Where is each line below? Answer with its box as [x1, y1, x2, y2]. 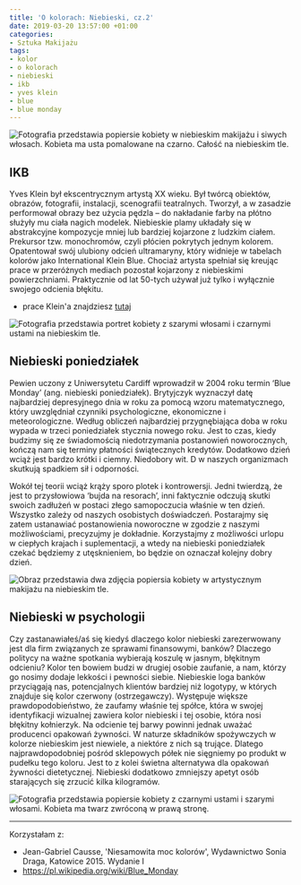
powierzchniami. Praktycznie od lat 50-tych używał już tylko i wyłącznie [9, 274, 275, 285]
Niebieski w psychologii [9, 610, 145, 625]
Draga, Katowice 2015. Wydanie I [21, 855, 145, 866]
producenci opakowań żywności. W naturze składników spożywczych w [9, 728, 276, 739]
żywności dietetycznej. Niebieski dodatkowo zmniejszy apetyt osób [9, 767, 260, 778]
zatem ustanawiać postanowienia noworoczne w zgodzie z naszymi [9, 519, 260, 529]
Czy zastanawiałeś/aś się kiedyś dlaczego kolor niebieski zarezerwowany [9, 633, 281, 644]
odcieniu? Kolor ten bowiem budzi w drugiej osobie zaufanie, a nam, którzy [9, 662, 287, 673]
